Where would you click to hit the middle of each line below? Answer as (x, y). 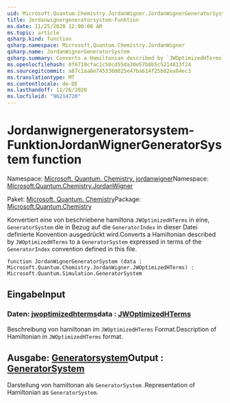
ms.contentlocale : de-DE (42, 84)
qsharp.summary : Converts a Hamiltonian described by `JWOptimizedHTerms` (116, 58)
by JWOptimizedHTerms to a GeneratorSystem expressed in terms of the (104, 242)
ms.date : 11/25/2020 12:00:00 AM (55, 26)
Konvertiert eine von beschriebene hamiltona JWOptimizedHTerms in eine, (108, 220)
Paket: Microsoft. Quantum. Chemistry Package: (74, 199)
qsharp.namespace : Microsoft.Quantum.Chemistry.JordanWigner (96, 45)
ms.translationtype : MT (41, 77)
